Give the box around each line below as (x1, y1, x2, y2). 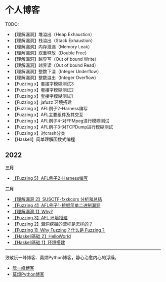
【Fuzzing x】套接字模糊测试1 (12, 93, 73, 99)
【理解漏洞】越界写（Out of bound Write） (12, 56, 99, 62)
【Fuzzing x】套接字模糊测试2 (12, 87, 74, 93)
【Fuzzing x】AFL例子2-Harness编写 (12, 105, 88, 111)
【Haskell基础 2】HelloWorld (12, 233, 71, 239)
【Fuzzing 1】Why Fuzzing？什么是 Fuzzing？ (12, 227, 106, 233)
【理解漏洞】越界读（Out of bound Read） (12, 62, 99, 68)
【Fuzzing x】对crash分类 (12, 130, 65, 136)
